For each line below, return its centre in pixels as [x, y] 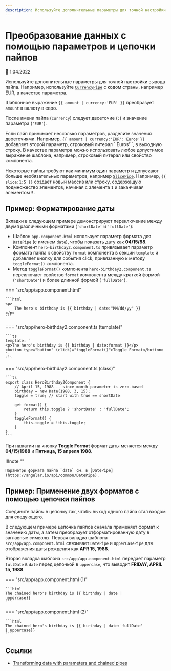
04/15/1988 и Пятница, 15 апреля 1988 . [49, 451]
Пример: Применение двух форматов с [72, 491]
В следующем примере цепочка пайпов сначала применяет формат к [82, 527]
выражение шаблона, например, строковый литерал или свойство [79, 155]
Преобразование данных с [66, 35]
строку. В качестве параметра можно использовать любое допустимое [84, 150]
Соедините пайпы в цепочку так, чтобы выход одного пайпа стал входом [86, 512]
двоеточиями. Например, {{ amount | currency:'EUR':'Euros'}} [75, 139]
